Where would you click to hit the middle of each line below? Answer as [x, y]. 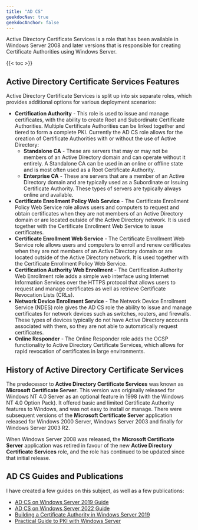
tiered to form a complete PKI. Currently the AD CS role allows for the [99, 132]
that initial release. [28, 458]
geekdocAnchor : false [33, 22]
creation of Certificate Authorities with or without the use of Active [95, 138]
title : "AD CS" [25, 11]
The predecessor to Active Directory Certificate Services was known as [95, 384]
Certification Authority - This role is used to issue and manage [92, 114]
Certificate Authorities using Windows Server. [62, 52]
